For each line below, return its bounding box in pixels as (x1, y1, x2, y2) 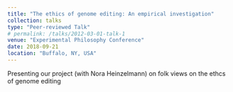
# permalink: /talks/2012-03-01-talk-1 (7, 30, 126, 38)
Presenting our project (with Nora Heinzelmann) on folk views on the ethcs (7, 69, 226, 78)
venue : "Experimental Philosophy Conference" (7, 37, 144, 44)
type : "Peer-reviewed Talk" (7, 23, 91, 30)
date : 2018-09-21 (7, 43, 59, 50)
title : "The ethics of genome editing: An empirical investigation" (7, 10, 215, 18)
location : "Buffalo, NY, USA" (7, 50, 97, 57)
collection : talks (7, 17, 62, 24)
